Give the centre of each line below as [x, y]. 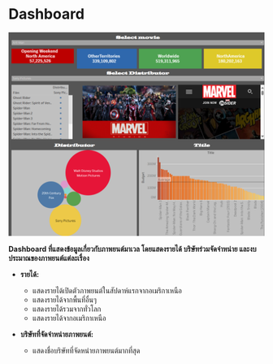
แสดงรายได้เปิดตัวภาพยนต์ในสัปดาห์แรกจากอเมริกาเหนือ [107, 290]
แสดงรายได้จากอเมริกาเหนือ [69, 318]
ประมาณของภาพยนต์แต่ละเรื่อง [49, 258]
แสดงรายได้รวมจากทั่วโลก [67, 309]
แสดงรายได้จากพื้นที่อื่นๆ [65, 299]
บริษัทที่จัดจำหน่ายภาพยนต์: [57, 334]
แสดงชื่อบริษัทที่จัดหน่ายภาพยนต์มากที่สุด [86, 350]
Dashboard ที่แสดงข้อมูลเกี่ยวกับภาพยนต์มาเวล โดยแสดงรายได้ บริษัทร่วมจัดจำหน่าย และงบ [132, 249]
